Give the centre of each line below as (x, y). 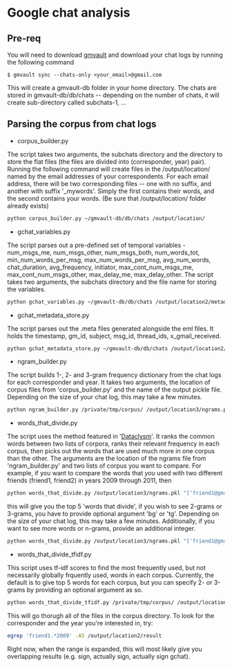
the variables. (27, 289)
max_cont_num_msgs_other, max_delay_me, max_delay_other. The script (110, 274)
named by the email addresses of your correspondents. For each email (108, 176)
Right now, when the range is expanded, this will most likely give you (105, 649)
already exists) (28, 205)
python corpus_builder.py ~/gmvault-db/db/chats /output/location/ (106, 218)
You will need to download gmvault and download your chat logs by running (115, 55)
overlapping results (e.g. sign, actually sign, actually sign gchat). (99, 656)
